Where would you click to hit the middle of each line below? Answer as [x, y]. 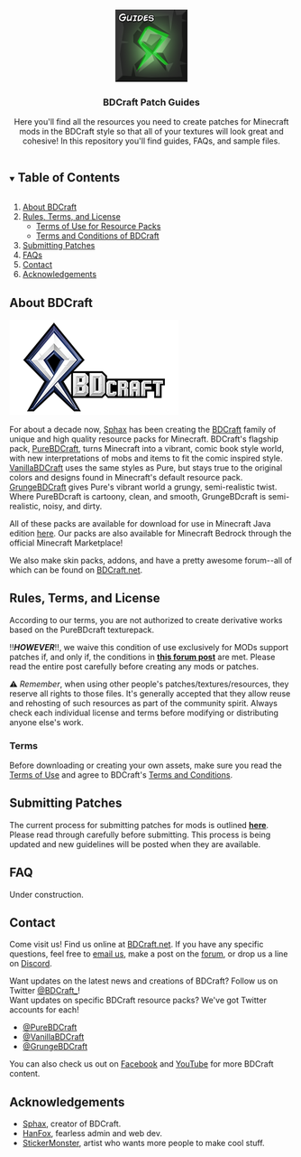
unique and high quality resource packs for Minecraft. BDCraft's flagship [144, 439]
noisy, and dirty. [73, 506]
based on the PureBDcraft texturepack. [82, 630]
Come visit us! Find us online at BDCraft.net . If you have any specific [137, 945]
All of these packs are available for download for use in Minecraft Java [140, 523]
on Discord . [31, 964]
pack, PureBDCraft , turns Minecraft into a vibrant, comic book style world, [147, 448]
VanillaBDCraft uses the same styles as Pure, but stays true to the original [146, 467]
